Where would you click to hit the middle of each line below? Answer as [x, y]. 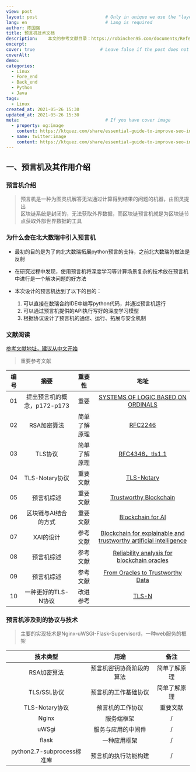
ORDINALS [143, 404]
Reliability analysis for [143, 553]
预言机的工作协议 [120, 708]
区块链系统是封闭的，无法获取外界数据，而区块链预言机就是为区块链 [102, 213]
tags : [13, 98]
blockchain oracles [143, 560]
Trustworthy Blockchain [143, 497]
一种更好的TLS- [47, 592]
